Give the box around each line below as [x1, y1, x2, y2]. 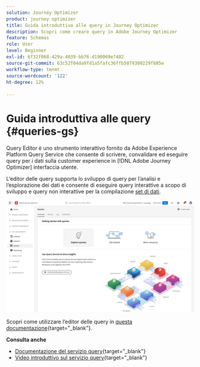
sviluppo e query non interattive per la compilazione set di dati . [6, 188, 161, 195]
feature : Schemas [6, 35, 50, 41]
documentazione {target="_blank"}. [6, 324, 93, 332]
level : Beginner [6, 48, 47, 54]
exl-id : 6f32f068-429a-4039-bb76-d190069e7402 [6, 54, 124, 60]
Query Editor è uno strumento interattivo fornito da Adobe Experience [6, 144, 177, 152]
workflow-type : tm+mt [6, 66, 60, 72]
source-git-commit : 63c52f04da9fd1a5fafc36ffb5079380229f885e [6, 60, 164, 66]
